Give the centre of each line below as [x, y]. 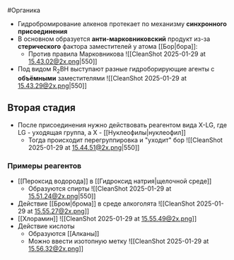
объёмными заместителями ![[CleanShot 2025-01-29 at [102, 78]
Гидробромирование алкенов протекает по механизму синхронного [122, 24]
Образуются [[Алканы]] [64, 233]
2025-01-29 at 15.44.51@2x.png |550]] [84, 147]
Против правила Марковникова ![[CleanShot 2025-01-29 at [117, 54]
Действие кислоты [46, 226]
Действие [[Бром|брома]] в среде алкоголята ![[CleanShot [106, 203]
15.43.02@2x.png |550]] [63, 61]
